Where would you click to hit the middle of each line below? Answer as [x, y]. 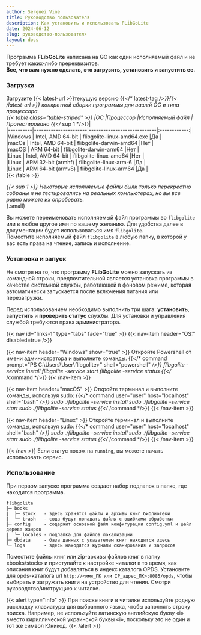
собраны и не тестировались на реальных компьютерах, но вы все [94, 193]
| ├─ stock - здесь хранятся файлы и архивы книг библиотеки [88, 513]
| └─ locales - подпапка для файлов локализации [70, 534]
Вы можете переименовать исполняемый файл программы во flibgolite [101, 218]
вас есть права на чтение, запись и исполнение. [68, 243]
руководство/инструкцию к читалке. [53, 588]
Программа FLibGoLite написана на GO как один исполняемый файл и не [101, 57]
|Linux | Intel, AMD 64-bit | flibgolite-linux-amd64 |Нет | [75, 156]
